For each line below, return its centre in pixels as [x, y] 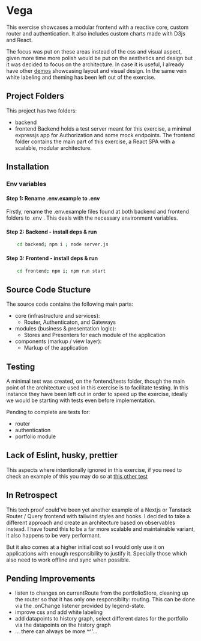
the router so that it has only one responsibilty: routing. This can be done [105, 599]
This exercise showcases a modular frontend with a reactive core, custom [97, 27]
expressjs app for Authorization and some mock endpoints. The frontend [105, 135]
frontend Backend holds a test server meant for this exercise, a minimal [103, 129]
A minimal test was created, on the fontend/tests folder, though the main [95, 381]
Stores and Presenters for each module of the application [95, 335]
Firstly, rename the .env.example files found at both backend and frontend [98, 212]
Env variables [26, 184]
